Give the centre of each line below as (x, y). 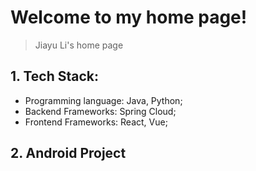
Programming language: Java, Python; (103, 100)
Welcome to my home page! (129, 17)
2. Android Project (68, 153)
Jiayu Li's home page (79, 45)
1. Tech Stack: (54, 76)
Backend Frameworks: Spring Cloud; (100, 111)
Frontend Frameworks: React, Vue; (96, 122)
